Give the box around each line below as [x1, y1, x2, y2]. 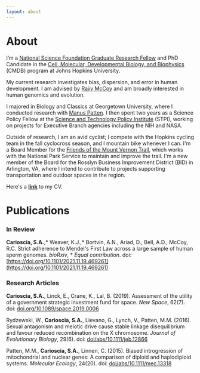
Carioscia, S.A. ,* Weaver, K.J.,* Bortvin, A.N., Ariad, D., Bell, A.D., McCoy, [6, 239, 188, 246]
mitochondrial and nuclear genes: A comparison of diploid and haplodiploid [6, 353, 192, 361]
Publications [6, 204, 70, 217]
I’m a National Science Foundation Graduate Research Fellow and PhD [6, 54, 179, 61]
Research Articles [6, 279, 60, 287]
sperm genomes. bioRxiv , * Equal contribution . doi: [6, 251, 132, 258]
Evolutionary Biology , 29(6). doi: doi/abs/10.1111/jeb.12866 [6, 335, 148, 343]
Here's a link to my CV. [6, 183, 63, 190]
